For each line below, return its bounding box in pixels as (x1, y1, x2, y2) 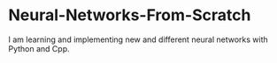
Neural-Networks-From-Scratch (8, 5, 251, 25)
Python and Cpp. (8, 43, 70, 53)
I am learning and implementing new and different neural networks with (8, 34, 269, 45)
